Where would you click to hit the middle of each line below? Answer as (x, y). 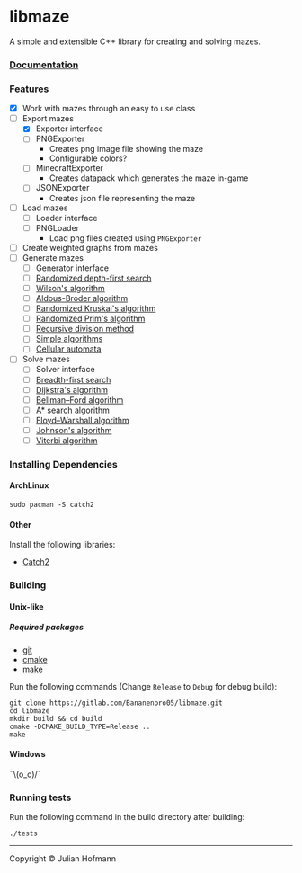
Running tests (40, 797)
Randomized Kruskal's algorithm (96, 308)
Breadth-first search (73, 379)
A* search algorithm (73, 410)
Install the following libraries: (62, 545)
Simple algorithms (69, 339)
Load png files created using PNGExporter (125, 238)
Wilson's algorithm (70, 288)
